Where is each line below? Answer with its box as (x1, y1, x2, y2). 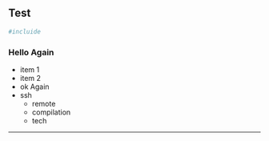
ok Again (19, 82, 50, 91)
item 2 (19, 73, 42, 83)
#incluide (8, 27, 42, 35)
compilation (31, 107, 71, 117)
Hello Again (8, 46, 54, 58)
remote (31, 99, 56, 108)
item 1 (19, 64, 40, 75)
